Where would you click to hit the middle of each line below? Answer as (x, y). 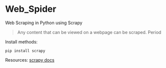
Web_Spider (31, 9)
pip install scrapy (25, 51)
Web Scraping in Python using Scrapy (44, 23)
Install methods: (22, 42)
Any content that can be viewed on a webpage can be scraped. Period (89, 32)
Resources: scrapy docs (30, 60)
